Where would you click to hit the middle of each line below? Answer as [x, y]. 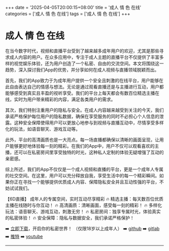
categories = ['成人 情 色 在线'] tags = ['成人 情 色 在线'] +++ [68, 14]
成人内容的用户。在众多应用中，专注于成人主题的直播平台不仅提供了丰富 [84, 57]
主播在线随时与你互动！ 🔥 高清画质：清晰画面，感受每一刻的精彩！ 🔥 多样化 [84, 205]
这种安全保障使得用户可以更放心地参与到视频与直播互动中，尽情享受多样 [89, 122]
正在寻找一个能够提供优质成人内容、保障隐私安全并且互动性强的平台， [87, 182]
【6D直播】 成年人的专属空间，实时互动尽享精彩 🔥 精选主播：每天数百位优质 [84, 199]
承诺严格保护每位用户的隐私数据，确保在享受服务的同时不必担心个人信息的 [82, 116]
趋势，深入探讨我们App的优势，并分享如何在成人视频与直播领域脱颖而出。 [82, 70]
